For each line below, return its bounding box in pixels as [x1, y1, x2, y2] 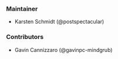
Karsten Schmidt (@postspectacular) [14, 18, 104, 25]
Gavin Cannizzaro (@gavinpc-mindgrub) [14, 46, 113, 53]
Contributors [6, 33, 44, 41]
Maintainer [6, 5, 38, 13]
